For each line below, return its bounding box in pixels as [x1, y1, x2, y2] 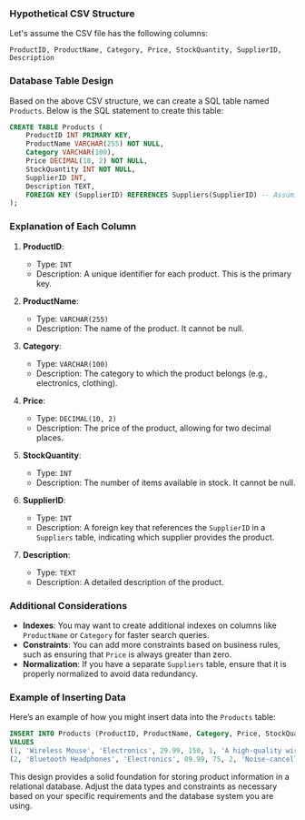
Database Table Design [9, 75, 113, 87]
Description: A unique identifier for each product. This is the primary [35, 268, 292, 279]
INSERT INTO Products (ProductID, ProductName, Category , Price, [9, 729, 261, 739]
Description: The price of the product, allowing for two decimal [35, 422, 271, 433]
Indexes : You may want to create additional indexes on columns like [22, 620, 277, 631]
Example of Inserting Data [9, 691, 126, 704]
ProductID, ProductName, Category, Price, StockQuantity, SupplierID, [9, 46, 282, 55]
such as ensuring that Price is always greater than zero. [22, 649, 232, 660]
